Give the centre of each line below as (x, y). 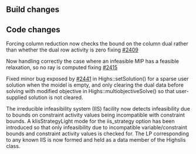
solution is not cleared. (56, 97)
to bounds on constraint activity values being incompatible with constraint (95, 115)
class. (13, 146)
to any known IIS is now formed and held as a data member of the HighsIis (96, 140)
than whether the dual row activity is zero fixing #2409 (72, 50)
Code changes (33, 30)
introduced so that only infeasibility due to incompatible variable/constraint (97, 128)
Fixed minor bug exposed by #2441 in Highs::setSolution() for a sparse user (97, 79)
